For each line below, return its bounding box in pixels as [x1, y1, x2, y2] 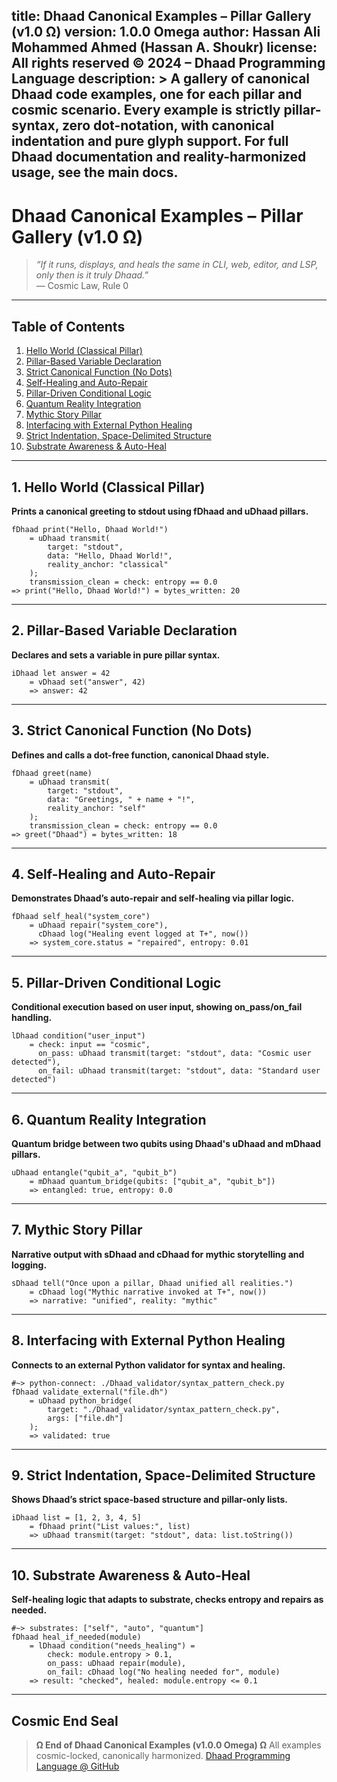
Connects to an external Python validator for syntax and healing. [11, 1359, 286, 1371]
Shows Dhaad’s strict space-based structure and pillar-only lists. [11, 1494, 288, 1506]
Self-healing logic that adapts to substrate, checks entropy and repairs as [11, 1594, 324, 1606]
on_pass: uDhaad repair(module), [47, 1659, 187, 1669]
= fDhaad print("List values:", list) [29, 1522, 191, 1532]
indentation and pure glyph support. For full [11, 133, 289, 150]
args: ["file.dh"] [47, 1413, 124, 1423]
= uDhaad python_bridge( [29, 1395, 133, 1406]
